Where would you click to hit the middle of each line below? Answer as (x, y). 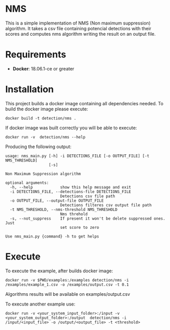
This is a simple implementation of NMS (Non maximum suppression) (78, 23)
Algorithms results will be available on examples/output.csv (68, 294)
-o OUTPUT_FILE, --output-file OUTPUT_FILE (57, 201)
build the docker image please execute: (47, 109)
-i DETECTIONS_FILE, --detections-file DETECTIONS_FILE (70, 192)
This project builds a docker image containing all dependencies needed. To (84, 103)
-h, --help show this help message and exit (70, 187)
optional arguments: (27, 183)
